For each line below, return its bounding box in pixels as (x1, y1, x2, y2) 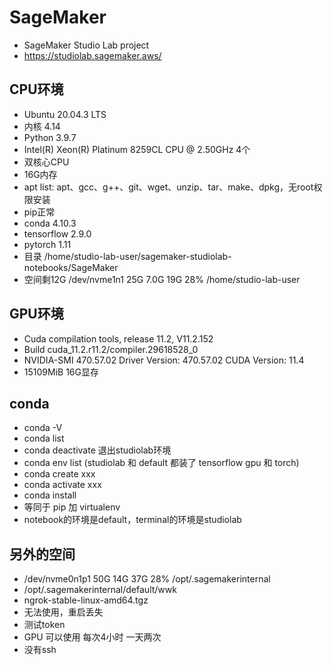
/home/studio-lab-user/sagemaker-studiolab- (43, 250, 232, 262)
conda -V (23, 422, 63, 434)
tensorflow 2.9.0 (23, 227, 92, 240)
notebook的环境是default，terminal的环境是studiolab (23, 514, 242, 526)
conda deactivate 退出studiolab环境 (23, 444, 172, 456)
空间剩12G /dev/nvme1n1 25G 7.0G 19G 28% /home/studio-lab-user (23, 273, 301, 285)
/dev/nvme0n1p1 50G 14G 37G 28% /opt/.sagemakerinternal (23, 573, 271, 585)
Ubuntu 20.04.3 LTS (23, 108, 107, 120)
